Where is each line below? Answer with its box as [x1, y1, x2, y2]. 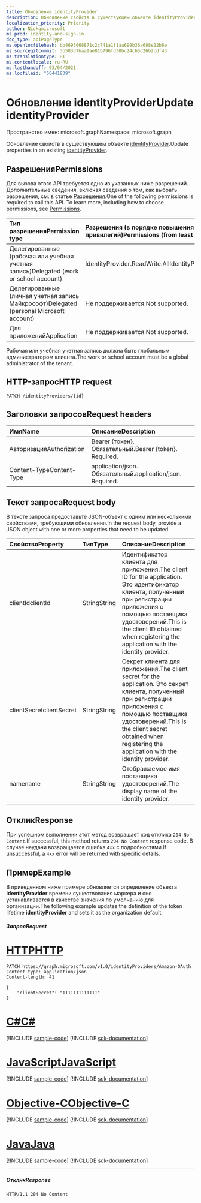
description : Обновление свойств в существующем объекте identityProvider [6, 14, 197, 20]
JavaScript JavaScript [6, 1055, 117, 1069]
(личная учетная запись [9, 292, 80, 300]
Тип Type [82, 540, 109, 549]
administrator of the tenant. [6, 360, 74, 366]
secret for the [121, 672, 160, 681]
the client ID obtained [121, 625, 182, 633]
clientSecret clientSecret [9, 706, 77, 714]
